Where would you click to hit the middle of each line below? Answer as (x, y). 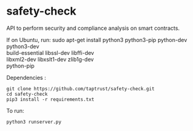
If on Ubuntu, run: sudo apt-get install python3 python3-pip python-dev (97, 40)
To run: (15, 110)
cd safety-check (27, 94)
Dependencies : (26, 77)
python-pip (21, 66)
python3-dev (23, 46)
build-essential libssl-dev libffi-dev (50, 52)
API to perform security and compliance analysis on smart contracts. (93, 28)
